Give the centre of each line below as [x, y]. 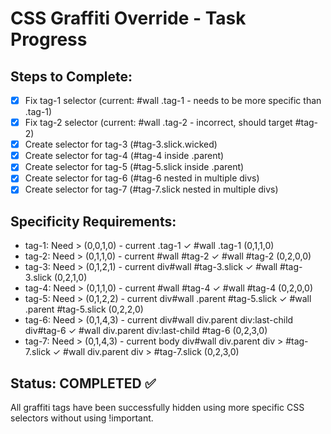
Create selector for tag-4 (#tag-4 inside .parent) [124, 156]
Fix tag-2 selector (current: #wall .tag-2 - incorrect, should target [158, 123]
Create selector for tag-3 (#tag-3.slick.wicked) [121, 144]
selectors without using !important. [82, 418]
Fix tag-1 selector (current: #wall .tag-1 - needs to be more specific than [173, 100]
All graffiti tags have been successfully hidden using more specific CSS [157, 408]
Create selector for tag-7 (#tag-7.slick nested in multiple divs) [151, 189]
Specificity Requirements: [93, 221]
